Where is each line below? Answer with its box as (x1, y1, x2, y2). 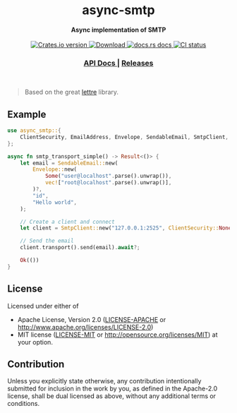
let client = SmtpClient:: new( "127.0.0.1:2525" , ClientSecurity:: (20, 225, 219, 232)
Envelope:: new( (32, 166, 78, 173)
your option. (17, 337, 53, 346)
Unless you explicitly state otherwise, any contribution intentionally (7, 377, 202, 385)
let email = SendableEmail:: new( (20, 160, 119, 167)
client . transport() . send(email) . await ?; (20, 244, 140, 251)
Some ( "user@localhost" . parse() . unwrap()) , (44, 172, 172, 180)
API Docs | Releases (83, 58, 154, 68)
